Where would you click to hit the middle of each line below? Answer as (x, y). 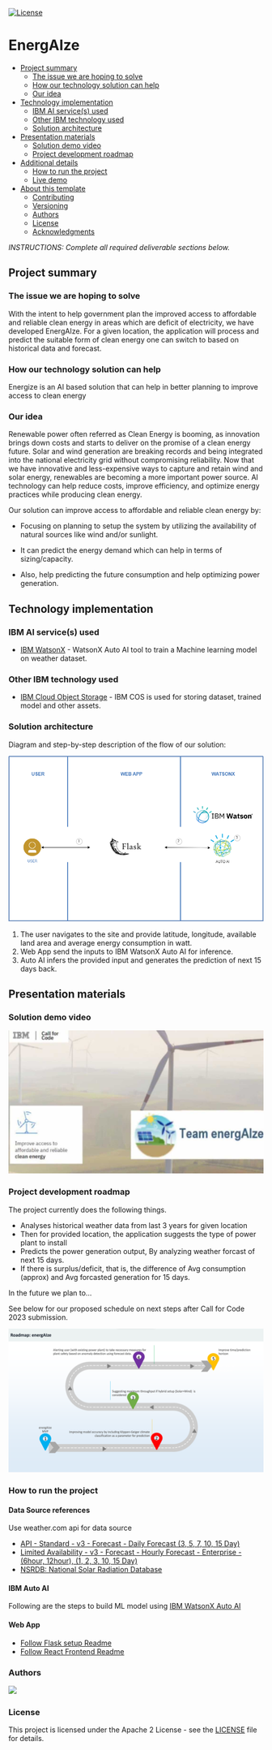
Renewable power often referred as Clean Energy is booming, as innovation (134, 434)
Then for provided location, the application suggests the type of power (138, 1234)
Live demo (49, 179)
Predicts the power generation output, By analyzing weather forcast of (137, 1251)
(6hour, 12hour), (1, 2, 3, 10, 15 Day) (79, 1561)
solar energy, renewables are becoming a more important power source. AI (134, 477)
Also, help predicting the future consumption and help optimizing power (140, 575)
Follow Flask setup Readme (66, 1643)
